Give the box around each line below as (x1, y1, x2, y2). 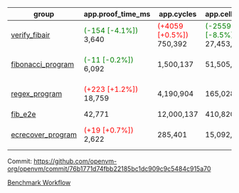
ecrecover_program (11, 130, 77, 140)
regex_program (11, 89, 63, 98)
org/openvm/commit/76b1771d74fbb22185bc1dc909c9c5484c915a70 (7, 165, 211, 173)
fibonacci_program (11, 60, 75, 69)
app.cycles (159, 9, 197, 19)
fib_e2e (11, 110, 36, 119)
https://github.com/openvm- (33, 157, 117, 165)
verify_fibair (11, 30, 51, 40)
